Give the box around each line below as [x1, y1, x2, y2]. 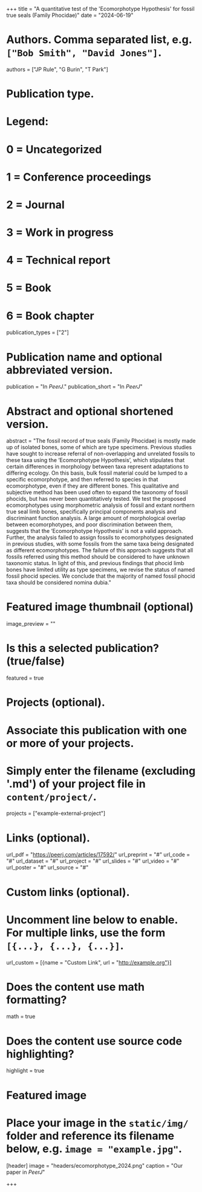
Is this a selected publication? [6, 641, 159, 655]
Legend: [6, 115, 49, 129]
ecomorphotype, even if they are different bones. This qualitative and [6, 482, 179, 490]
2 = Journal [6, 198, 65, 212]
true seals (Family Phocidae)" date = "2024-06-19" [6, 12, 134, 19]
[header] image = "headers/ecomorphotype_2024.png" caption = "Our [6, 1162, 183, 1169]
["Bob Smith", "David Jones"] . [6, 45, 162, 59]
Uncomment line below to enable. [6, 912, 178, 926]
